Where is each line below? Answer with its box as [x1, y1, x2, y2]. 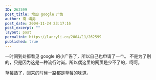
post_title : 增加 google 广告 [5, 12, 64, 17]
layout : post [5, 30, 32, 35]
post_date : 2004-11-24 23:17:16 [5, 21, 71, 26]
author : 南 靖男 [5, 16, 36, 21]
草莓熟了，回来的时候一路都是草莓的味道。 [5, 70, 91, 76]
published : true [5, 39, 38, 44]
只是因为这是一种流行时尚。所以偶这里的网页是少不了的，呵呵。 [13, 59, 142, 65]
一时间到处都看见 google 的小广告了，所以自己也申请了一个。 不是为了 [5, 53, 147, 59]
